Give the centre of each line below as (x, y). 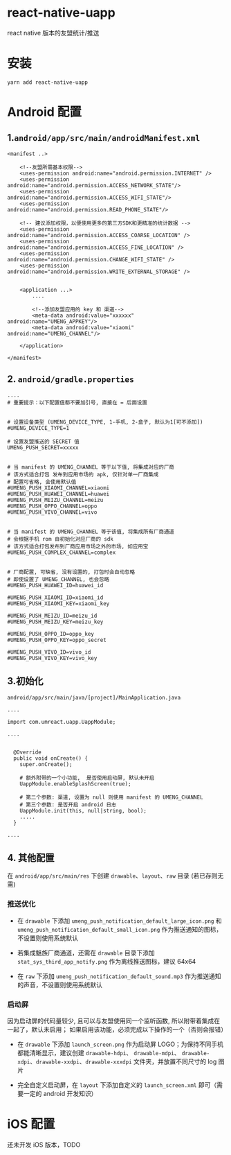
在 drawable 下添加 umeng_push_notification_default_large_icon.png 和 (120, 921)
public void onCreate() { (51, 758)
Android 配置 (44, 112)
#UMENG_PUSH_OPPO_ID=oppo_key (51, 634)
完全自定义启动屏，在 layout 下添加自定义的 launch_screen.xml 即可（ (117, 1085)
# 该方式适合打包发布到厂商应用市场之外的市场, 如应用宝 (78, 546)
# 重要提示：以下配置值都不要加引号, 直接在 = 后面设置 (77, 402)
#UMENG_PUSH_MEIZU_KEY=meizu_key (55, 622)
